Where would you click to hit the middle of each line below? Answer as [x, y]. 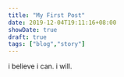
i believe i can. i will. [40, 66]
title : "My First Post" [47, 15]
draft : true [27, 37]
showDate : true [33, 30]
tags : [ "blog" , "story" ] [47, 44]
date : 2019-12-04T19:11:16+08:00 [62, 23]
